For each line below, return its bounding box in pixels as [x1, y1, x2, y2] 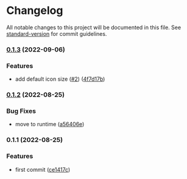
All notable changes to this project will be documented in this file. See [6, 24, 182, 31]
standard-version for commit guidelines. [6, 30, 107, 37]
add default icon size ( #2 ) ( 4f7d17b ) [15, 75, 105, 83]
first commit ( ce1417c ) [15, 166, 71, 173]
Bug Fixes [6, 107, 37, 115]
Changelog [6, 4, 63, 18]
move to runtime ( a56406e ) [15, 121, 85, 128]
